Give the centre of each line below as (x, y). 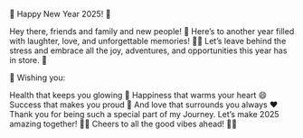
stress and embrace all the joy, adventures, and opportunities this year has (148, 51)
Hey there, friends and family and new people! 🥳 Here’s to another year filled (152, 31)
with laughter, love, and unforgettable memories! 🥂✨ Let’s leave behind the (148, 41)
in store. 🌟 (28, 60)
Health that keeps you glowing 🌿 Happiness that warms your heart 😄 (138, 95)
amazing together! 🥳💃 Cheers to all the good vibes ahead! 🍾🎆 (123, 124)
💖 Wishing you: (38, 78)
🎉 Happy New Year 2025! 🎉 (60, 14)
